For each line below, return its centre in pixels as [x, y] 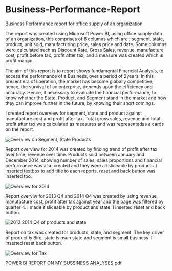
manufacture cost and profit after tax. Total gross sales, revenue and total [83, 118]
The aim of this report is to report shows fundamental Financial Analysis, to [84, 71]
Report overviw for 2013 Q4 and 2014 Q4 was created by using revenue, [82, 196]
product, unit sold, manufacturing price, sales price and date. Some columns [86, 44]
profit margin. [20, 60]
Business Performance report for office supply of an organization [74, 24]
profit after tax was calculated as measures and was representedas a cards [85, 124]
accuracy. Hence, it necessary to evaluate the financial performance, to [81, 92]
